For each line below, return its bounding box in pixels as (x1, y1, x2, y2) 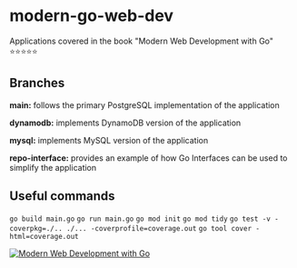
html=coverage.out (9, 232, 79, 241)
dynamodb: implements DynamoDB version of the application (9, 117, 242, 128)
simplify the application (9, 162, 97, 173)
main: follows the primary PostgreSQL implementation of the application (9, 99, 280, 110)
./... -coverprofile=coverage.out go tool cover (66, 223, 252, 233)
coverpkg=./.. (9, 223, 64, 233)
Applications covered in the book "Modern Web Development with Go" (9, 35, 274, 46)
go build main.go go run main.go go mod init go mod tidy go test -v (9, 214, 271, 223)
